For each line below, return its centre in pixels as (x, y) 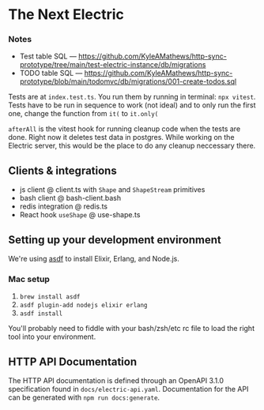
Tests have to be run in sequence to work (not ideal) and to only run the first (132, 105)
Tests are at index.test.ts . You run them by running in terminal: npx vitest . (132, 97)
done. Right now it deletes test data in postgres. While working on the (121, 137)
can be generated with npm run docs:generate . (84, 397)
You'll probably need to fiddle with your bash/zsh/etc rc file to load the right (132, 329)
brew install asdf (50, 297)
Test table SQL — (48, 56)
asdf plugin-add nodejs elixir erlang (83, 306)
